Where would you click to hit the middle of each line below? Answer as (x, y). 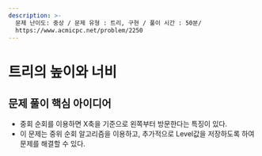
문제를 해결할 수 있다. (52, 144)
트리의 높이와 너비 (63, 72)
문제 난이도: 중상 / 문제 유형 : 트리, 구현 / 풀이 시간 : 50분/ (108, 23)
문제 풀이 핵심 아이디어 (60, 103)
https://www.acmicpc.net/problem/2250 (80, 30)
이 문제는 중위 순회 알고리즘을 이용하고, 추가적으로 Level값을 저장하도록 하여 (137, 134)
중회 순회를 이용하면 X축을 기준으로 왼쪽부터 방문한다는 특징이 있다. (123, 124)
